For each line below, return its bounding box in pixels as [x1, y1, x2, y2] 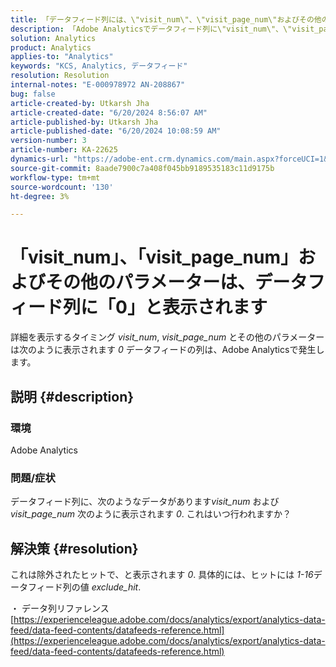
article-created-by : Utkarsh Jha [10, 98, 150, 108]
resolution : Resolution [10, 71, 110, 81]
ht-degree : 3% [10, 191, 70, 201]
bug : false [10, 89, 56, 99]
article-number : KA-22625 [10, 145, 118, 155]
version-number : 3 [10, 136, 87, 146]
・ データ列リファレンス [10, 602, 110, 614]
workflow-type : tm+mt [10, 172, 101, 183]
